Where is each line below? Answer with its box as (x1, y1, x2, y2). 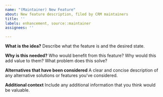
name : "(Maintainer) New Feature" (5, 7, 76, 12)
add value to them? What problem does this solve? (5, 58, 108, 64)
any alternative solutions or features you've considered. (5, 73, 118, 78)
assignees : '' (5, 25, 34, 30)
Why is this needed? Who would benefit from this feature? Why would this (5, 52, 156, 59)
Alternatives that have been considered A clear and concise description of (5, 67, 159, 73)
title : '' (5, 16, 26, 21)
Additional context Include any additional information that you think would (5, 82, 156, 88)
